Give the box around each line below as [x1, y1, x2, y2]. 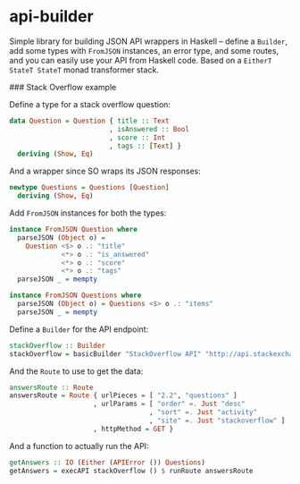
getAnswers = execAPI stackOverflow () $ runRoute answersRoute [9, 466, 254, 475]
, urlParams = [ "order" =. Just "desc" [93, 400, 246, 409]
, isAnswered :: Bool [108, 124, 190, 133]
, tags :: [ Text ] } [108, 141, 181, 150]
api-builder [9, 6, 94, 27]
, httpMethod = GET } [93, 424, 174, 433]
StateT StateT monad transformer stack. [9, 64, 159, 75]
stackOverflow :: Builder [9, 341, 105, 350]
